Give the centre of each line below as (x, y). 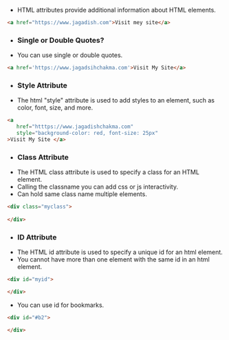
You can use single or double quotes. (70, 55)
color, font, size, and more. (55, 108)
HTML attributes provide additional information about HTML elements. (117, 10)
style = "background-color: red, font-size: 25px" (87, 134)
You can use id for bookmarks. (61, 305)
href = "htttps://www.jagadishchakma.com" (75, 127)
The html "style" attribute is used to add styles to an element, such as (116, 100)
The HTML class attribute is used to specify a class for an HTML (108, 172)
